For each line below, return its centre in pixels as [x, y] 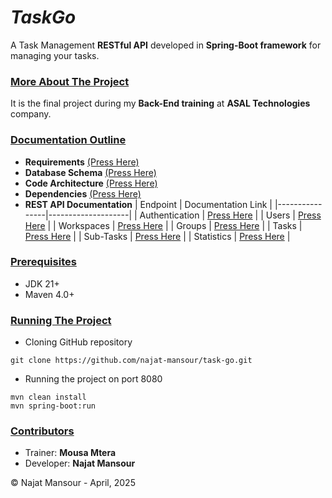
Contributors [42, 431]
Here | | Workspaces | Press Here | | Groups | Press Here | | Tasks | [163, 225]
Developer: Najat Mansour [80, 463]
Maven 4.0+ [49, 294]
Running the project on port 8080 [93, 379]
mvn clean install [48, 397]
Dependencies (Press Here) [83, 193]
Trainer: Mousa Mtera [70, 453]
